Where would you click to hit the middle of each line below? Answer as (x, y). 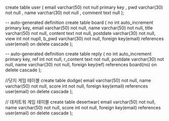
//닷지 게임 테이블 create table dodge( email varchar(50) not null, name (78, 80)
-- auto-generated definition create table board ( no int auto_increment (79, 23)
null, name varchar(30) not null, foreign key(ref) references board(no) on (81, 65)
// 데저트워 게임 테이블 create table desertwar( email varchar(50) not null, (80, 102)
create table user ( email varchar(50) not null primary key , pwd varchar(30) (84, 7)
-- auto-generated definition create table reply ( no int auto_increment (78, 54)
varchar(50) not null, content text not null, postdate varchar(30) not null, (80, 33)
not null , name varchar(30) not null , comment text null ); (65, 13)
